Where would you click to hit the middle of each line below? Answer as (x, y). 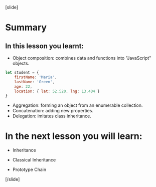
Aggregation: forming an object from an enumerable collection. (77, 105)
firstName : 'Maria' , (36, 77)
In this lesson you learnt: (45, 46)
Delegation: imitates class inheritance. (52, 116)
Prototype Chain (29, 169)
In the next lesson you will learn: (74, 136)
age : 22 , (23, 86)
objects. (21, 63)
